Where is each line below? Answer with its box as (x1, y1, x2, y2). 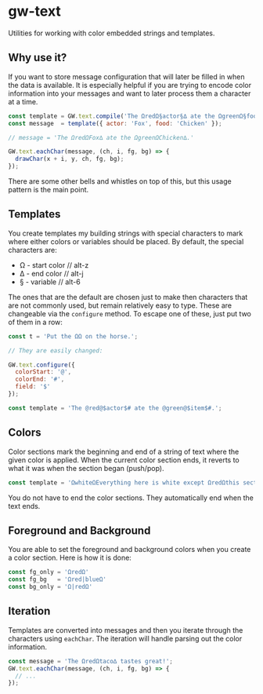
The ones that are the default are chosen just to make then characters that (8, 292, 248, 301)
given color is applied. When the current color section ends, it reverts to (8, 455, 240, 465)
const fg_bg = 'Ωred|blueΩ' (8, 575, 107, 583)
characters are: (8, 245, 57, 254)
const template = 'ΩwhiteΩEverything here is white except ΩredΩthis (8, 478, 240, 487)
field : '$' (15, 383, 51, 391)
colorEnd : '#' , (15, 375, 65, 383)
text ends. (8, 501, 41, 510)
